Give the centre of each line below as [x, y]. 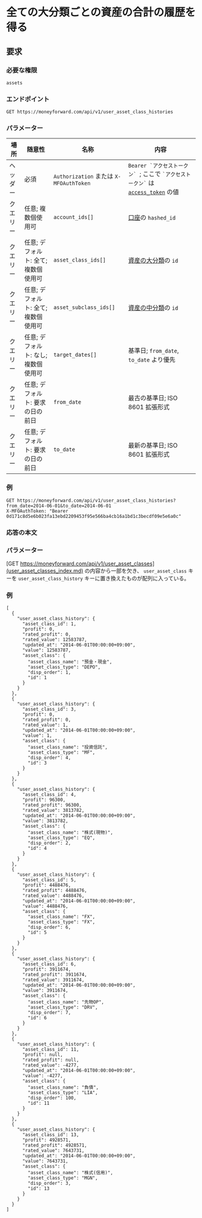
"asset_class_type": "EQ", [62, 838]
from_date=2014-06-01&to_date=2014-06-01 [59, 506]
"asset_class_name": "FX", [62, 917]
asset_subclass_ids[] [84, 308]
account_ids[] [74, 217]
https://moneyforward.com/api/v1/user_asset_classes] [87, 564]
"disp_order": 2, [49, 843]
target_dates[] [75, 355]
